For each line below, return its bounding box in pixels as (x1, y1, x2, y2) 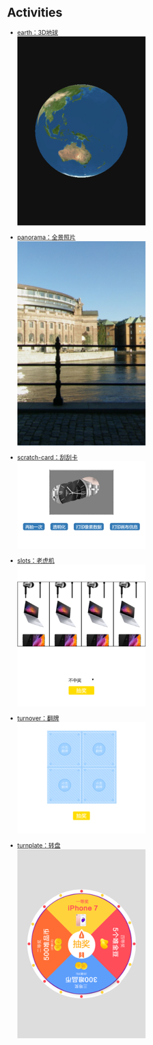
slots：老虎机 (16, 556, 55, 565)
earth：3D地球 (16, 28, 59, 36)
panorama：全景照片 (16, 233, 76, 241)
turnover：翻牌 (16, 714, 59, 722)
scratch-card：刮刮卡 (16, 453, 79, 461)
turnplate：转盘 (16, 841, 61, 850)
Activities (7, 5, 63, 21)
